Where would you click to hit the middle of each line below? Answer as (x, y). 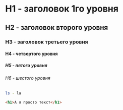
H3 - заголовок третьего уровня (47, 42)
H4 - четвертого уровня (32, 54)
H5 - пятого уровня (26, 65)
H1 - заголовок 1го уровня (62, 9)
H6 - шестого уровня (28, 78)
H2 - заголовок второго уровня (57, 27)
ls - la (13, 93)
